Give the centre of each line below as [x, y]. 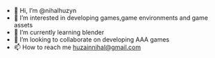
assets [23, 25]
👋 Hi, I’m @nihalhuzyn [45, 11]
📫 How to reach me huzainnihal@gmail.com [77, 47]
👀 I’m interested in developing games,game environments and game [111, 18]
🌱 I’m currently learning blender [59, 32]
